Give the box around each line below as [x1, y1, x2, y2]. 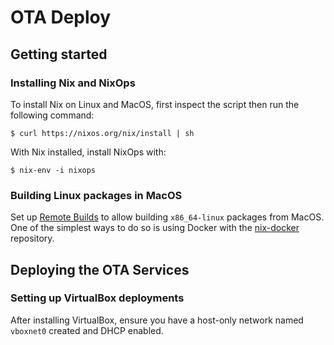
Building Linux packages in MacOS [10, 188, 183, 202]
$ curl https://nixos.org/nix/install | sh [10, 128, 195, 138]
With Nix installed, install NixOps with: [10, 146, 167, 158]
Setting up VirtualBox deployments [10, 291, 185, 305]
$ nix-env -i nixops [10, 165, 97, 175]
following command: [10, 109, 95, 121]
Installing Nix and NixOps [10, 76, 136, 90]
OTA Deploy [10, 6, 112, 29]
